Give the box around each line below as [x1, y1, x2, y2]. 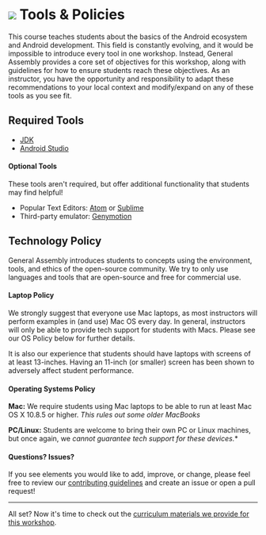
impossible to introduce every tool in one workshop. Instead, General [8, 48, 234, 58]
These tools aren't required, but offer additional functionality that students [8, 179, 249, 188]
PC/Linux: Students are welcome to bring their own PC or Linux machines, [8, 425, 252, 435]
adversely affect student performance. [8, 365, 135, 375]
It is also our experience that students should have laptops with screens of [8, 348, 251, 358]
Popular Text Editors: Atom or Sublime [19, 202, 144, 212]
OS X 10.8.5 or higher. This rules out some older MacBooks [8, 410, 200, 420]
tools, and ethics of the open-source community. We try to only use [8, 264, 229, 273]
